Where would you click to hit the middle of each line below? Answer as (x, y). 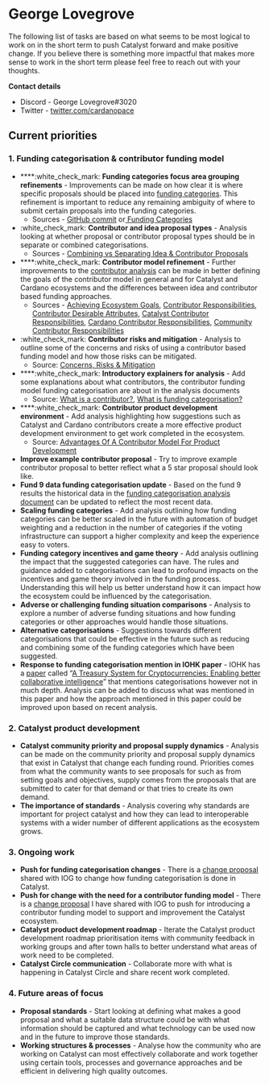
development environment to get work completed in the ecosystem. (132, 433)
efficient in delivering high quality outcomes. (93, 1071)
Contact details (35, 86)
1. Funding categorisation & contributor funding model (116, 159)
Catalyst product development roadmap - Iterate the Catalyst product (137, 930)
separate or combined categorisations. (84, 245)
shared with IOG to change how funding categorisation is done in (128, 878)
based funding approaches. (66, 296)
